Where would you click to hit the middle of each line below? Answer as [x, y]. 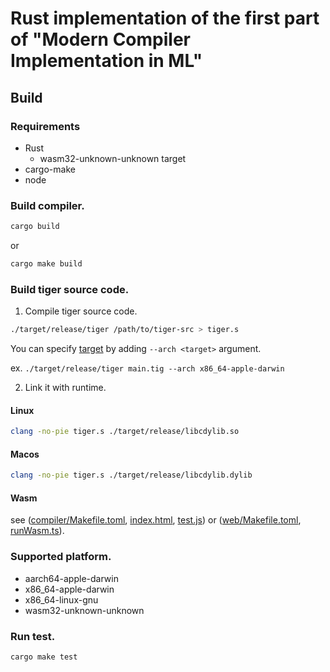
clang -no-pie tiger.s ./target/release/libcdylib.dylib [131, 475]
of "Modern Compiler [100, 39]
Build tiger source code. [70, 289]
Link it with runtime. [65, 388]
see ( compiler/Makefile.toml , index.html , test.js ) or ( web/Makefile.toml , [156, 520]
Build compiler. [47, 205]
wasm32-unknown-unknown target [113, 158]
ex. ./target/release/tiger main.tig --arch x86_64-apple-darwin [147, 368]
